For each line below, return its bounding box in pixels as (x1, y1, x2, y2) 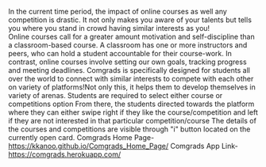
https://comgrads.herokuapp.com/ (8, 150, 121, 159)
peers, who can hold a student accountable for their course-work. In (8, 49, 233, 58)
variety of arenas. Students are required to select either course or (8, 91, 223, 100)
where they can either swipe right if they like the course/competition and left (8, 108, 258, 117)
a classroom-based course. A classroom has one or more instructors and (8, 40, 248, 50)
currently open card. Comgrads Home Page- (8, 133, 155, 142)
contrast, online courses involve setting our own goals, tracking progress (8, 57, 248, 66)
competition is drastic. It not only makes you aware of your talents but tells (8, 15, 253, 25)
